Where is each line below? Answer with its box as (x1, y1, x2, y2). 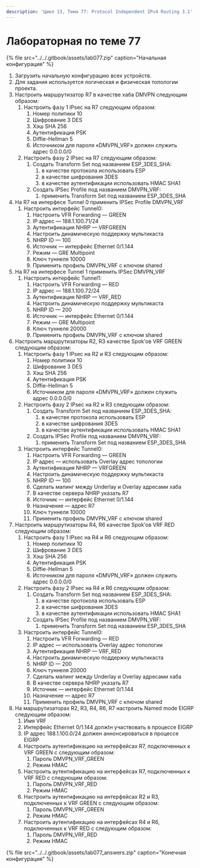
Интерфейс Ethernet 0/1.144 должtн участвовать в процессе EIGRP (23, 723, 193, 730)
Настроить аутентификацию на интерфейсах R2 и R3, (23, 793, 160, 800)
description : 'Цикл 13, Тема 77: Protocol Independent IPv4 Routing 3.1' (6, 8, 193, 15)
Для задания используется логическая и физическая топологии (14, 78, 179, 85)
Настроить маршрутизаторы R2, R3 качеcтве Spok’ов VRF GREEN (14, 338, 182, 345)
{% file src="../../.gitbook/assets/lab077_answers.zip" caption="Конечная (6, 849, 186, 856)
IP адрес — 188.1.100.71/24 (32, 217, 99, 224)
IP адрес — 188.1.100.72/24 (32, 287, 100, 294)
